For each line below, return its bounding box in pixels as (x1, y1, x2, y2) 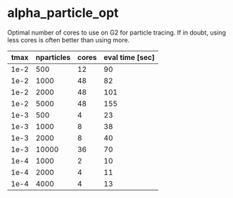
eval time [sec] (103, 52, 155, 62)
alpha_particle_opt (7, 5, 119, 21)
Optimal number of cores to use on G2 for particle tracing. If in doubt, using (7, 28, 227, 37)
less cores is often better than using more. (7, 35, 130, 44)
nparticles (35, 52, 71, 62)
